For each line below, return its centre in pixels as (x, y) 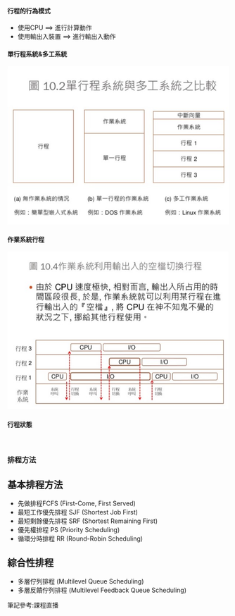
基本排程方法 (35, 485)
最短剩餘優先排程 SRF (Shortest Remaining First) (88, 521)
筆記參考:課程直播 (33, 605)
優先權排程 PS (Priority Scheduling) (69, 529)
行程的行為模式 (29, 11)
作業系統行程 (26, 239)
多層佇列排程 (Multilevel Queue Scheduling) (81, 581)
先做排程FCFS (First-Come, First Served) (76, 503)
